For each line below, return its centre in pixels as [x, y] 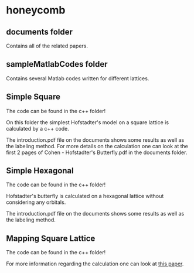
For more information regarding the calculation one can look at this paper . [95, 264]
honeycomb [36, 10]
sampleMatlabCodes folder [57, 64]
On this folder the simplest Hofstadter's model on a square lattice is [87, 122]
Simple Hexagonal [40, 171]
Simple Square [33, 97]
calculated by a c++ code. [38, 128]
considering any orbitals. [36, 202]
